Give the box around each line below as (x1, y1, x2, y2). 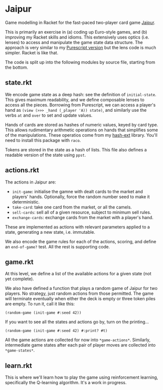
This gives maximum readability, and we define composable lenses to (5, 97, 145, 103)
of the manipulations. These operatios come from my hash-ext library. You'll (5, 132, 158, 138)
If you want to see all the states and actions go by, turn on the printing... (5, 319, 149, 325)
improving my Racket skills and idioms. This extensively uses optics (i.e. (5, 34, 149, 40)
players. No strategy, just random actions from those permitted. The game (5, 290, 154, 296)
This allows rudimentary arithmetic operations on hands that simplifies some (5, 127, 158, 133)
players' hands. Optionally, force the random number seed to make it (12, 194, 150, 200)
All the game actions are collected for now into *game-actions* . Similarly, (5, 337, 151, 343)
